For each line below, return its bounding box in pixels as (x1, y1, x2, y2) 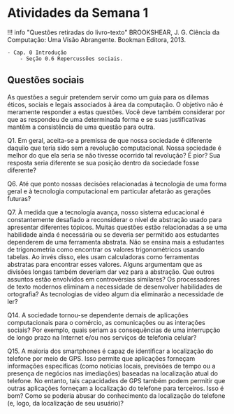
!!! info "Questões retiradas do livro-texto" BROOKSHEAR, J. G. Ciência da (7, 28, 220, 36)
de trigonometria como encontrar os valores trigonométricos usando (7, 245, 205, 254)
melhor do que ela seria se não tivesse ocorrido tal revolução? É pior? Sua (7, 151, 221, 159)
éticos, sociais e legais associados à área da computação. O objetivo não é (7, 100, 224, 109)
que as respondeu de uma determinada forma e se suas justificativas (7, 115, 206, 123)
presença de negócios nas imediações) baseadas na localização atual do (7, 369, 219, 378)
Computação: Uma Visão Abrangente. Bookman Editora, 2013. (7, 35, 187, 43)
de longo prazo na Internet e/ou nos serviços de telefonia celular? (7, 333, 197, 341)
